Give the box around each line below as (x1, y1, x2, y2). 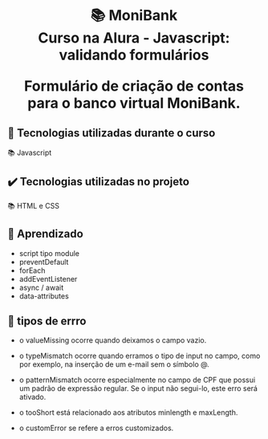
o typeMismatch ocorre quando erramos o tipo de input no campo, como (18, 351, 261, 361)
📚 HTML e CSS (7, 201, 59, 210)
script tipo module (18, 248, 80, 258)
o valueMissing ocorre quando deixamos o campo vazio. (18, 335, 207, 345)
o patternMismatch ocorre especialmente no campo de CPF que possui (18, 375, 256, 385)
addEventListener (18, 274, 78, 283)
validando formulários (59, 46, 209, 64)
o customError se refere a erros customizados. (18, 423, 174, 433)
